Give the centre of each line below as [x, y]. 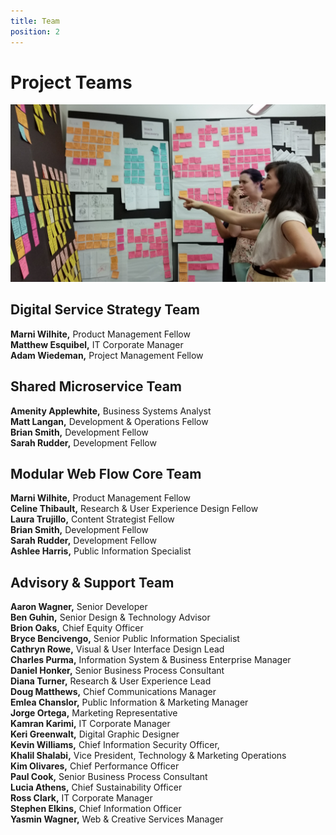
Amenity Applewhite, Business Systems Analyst [111, 411]
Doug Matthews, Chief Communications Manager [113, 692]
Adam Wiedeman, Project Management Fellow [107, 355]
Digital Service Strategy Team [105, 310]
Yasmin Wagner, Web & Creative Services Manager [117, 819]
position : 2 [35, 31]
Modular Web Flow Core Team [106, 473]
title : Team [35, 21]
